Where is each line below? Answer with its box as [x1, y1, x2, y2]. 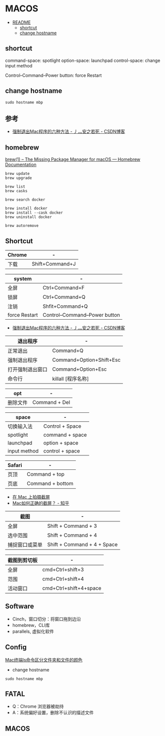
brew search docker [5, 197, 46, 202]
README [12, 19, 31, 25]
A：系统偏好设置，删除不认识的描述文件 [12, 710, 94, 716]
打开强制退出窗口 [7, 366, 48, 373]
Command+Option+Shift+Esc [52, 356, 121, 363]
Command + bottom [27, 480, 73, 487]
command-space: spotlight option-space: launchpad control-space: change [5, 57, 161, 63]
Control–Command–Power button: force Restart [5, 72, 102, 78]
